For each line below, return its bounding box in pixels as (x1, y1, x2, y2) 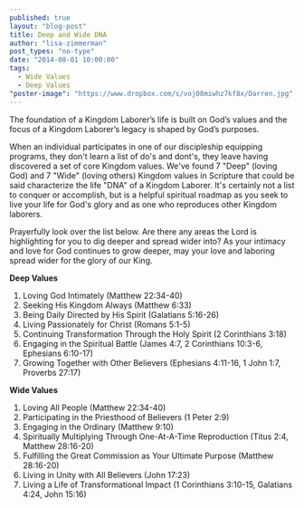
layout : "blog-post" (9, 22, 88, 31)
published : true (9, 13, 71, 23)
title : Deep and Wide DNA (9, 30, 107, 39)
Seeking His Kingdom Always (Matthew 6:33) (22, 300, 192, 311)
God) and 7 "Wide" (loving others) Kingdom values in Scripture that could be (9, 169, 295, 181)
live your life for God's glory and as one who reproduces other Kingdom (9, 198, 278, 209)
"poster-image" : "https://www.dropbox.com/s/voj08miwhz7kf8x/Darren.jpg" (9, 89, 294, 98)
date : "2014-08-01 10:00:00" (9, 55, 119, 64)
